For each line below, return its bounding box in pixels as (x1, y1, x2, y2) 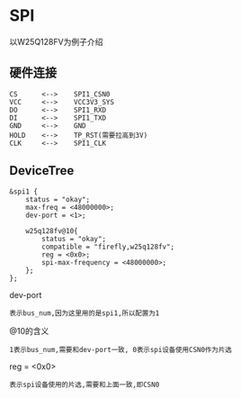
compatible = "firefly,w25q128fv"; (41, 242, 175, 251)
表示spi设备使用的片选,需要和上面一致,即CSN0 (9, 380, 160, 389)
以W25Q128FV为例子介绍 (9, 36, 103, 47)
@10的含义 (9, 325, 49, 336)
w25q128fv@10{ (25, 226, 78, 235)
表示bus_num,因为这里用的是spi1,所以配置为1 (9, 308, 160, 318)
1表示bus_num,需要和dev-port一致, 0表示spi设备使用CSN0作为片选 (9, 345, 232, 354)
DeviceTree (9, 163, 75, 178)
